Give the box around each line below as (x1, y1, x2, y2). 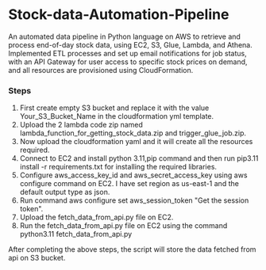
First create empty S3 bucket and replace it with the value (19, 103, 210, 112)
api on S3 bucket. (8, 253, 66, 263)
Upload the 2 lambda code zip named (19, 120, 143, 130)
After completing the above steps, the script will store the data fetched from (8, 245, 256, 254)
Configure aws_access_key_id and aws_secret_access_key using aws (19, 170, 248, 180)
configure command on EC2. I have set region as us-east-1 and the (19, 179, 240, 188)
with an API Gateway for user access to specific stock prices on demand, (8, 57, 248, 67)
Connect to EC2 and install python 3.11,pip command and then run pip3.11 (19, 154, 259, 163)
